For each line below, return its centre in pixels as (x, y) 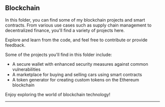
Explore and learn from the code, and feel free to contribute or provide (76, 40)
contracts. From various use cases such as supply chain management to (78, 25)
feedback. (15, 45)
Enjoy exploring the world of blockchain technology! (58, 94)
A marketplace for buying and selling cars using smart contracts (77, 74)
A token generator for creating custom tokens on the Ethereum (76, 80)
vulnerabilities (26, 69)
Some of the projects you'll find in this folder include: (58, 54)
